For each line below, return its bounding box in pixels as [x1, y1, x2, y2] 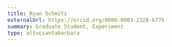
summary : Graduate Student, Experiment [7, 23, 124, 30]
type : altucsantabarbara [7, 29, 80, 37]
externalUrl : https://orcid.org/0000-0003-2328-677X [7, 17, 165, 23]
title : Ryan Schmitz [7, 10, 68, 17]
